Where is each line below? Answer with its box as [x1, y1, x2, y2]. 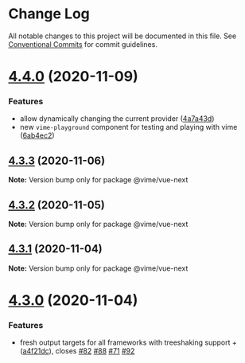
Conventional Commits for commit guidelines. [8, 39, 157, 49]
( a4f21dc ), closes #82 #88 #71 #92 [19, 346, 135, 356]
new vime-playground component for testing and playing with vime [19, 123, 238, 132]
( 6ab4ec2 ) [19, 131, 55, 140]
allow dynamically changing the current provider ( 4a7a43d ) [19, 114, 215, 123]
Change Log [8, 5, 90, 23]
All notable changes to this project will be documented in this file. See [8, 31, 237, 41]
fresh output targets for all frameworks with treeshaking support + [19, 338, 237, 347]
